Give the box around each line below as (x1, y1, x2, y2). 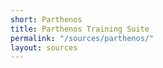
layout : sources (10, 42, 78, 53)
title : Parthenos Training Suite (10, 24, 150, 34)
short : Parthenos (10, 14, 83, 25)
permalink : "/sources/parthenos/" (10, 33, 155, 43)
